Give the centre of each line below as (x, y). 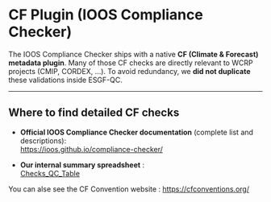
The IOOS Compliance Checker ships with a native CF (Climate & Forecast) (133, 54)
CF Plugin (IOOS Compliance (106, 15)
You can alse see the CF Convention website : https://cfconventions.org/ (129, 189)
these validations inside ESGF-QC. (65, 80)
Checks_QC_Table (50, 173)
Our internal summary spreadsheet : (82, 165)
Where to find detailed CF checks (94, 113)
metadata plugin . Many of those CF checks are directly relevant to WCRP (131, 63)
